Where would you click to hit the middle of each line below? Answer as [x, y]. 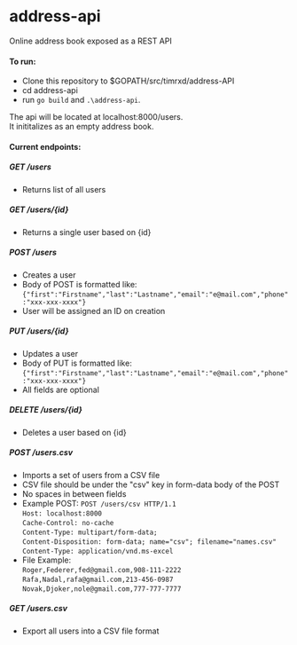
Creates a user [49, 275]
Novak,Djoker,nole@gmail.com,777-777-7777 [102, 589]
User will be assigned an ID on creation [94, 311]
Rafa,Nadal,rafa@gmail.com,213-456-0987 [98, 579]
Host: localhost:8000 [62, 513]
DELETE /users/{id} [46, 410]
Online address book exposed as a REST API [91, 41]
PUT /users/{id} [39, 331]
